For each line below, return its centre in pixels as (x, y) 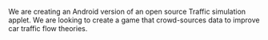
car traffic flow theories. (48, 28)
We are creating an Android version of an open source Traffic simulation (127, 12)
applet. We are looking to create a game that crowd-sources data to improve (134, 20)
